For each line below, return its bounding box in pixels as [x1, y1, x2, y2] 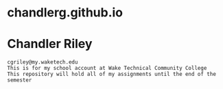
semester [7, 77, 32, 84]
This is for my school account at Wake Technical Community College [7, 65, 207, 72]
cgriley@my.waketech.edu [7, 59, 78, 66]
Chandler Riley [7, 36, 93, 52]
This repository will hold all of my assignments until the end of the [7, 71, 216, 78]
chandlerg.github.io [7, 5, 124, 21]
